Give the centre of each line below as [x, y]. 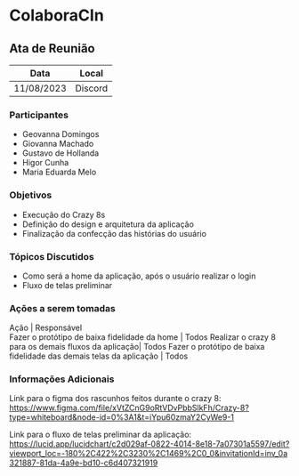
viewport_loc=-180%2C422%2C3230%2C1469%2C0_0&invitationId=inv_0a [149, 454]
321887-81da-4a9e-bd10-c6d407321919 [84, 463]
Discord [92, 88]
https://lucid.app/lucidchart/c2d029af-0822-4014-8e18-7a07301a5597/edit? [149, 444]
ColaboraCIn [57, 16]
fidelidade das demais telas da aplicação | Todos [99, 356]
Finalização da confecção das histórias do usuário [114, 233]
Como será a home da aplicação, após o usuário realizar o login [139, 276]
